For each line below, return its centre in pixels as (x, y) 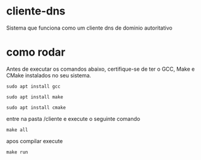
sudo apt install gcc (33, 86)
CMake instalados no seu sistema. (49, 75)
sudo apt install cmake (36, 107)
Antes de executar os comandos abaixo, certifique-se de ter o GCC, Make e (101, 69)
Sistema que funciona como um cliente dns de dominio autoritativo (89, 28)
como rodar (36, 52)
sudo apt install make (35, 97)
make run (17, 152)
